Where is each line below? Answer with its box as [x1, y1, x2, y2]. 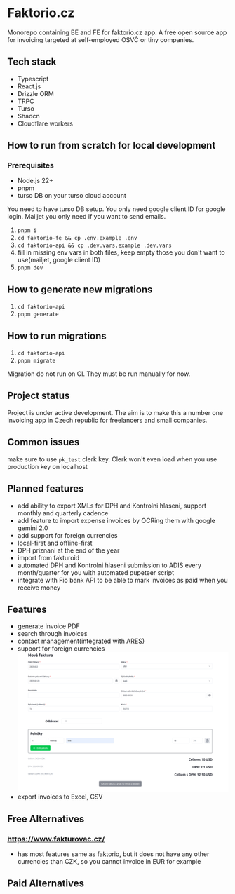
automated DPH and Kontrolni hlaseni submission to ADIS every [17, 561, 202, 569]
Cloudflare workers [17, 119, 74, 128]
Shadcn [17, 111, 40, 120]
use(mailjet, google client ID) [17, 256, 100, 264]
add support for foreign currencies [17, 531, 118, 539]
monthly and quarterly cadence [17, 508, 109, 517]
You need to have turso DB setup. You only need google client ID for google [7, 205, 226, 213]
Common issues [7, 436, 80, 448]
